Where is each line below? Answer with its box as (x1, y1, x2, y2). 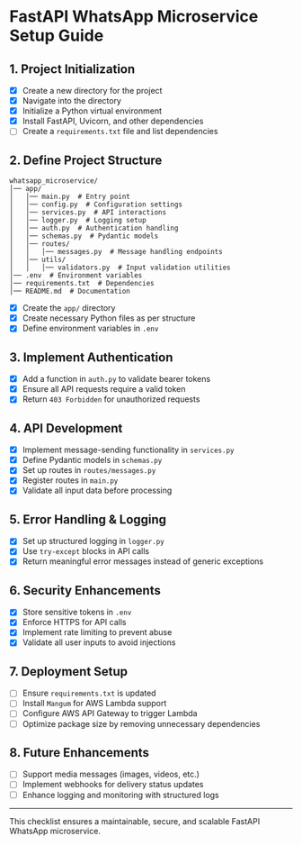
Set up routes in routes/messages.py (22, 465, 156, 476)
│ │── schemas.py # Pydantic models (9, 232, 159, 241)
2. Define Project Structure (9, 152, 163, 168)
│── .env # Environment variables (9, 271, 143, 280)
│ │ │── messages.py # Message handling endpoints (9, 248, 223, 257)
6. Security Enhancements (9, 583, 162, 598)
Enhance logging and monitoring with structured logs (22, 789, 220, 800)
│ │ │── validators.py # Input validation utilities (9, 263, 231, 272)
